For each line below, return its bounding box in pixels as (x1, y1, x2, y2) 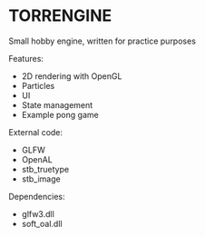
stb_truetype (21, 163, 70, 174)
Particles (21, 80, 55, 91)
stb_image (21, 173, 61, 184)
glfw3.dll (21, 208, 55, 219)
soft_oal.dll (21, 218, 63, 229)
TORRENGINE (8, 5, 112, 26)
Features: (8, 53, 44, 64)
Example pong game (21, 109, 99, 120)
